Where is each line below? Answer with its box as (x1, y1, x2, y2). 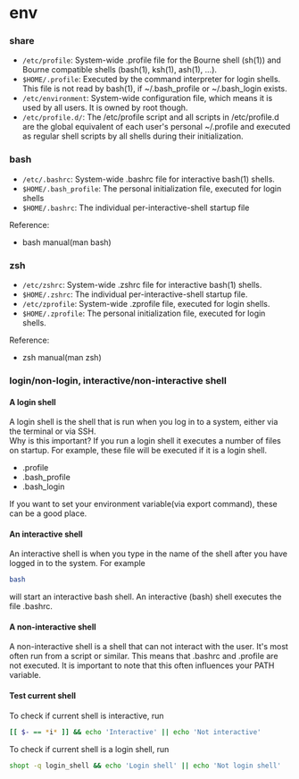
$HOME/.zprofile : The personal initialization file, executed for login (21, 308, 266, 319)
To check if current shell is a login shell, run (9, 743, 170, 754)
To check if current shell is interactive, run (9, 710, 164, 721)
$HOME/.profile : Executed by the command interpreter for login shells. (21, 74, 281, 85)
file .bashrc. (9, 601, 54, 612)
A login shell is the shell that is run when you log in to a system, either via (9, 417, 278, 428)
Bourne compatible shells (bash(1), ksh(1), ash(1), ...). (21, 64, 217, 75)
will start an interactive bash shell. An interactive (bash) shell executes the (9, 591, 282, 602)
